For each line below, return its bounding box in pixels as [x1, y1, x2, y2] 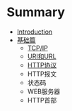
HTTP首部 [27, 96, 57, 104]
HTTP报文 [27, 70, 57, 78]
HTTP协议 [27, 60, 57, 69]
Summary [6, 4, 65, 20]
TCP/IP [27, 44, 49, 52]
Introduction [16, 27, 53, 36]
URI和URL [27, 52, 57, 60]
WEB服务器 [27, 87, 61, 96]
